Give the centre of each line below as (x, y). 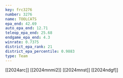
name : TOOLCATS (21, 19)
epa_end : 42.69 (21, 24)
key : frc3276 (19, 10)
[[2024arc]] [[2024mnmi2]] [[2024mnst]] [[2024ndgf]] (62, 70)
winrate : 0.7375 (22, 42)
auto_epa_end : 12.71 (27, 28)
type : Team (16, 56)
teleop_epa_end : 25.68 (29, 33)
